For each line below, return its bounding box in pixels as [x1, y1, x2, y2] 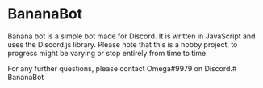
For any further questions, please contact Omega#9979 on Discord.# [7, 63, 237, 73]
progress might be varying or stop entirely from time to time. [7, 48, 208, 58]
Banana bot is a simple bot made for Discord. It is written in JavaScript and [7, 31, 256, 41]
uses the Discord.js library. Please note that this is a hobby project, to [7, 39, 238, 49]
